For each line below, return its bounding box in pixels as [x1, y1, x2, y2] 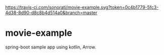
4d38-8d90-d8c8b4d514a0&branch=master [5, 10, 98, 16]
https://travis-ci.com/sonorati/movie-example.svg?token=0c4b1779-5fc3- [5, 5, 159, 10]
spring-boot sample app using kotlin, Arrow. [5, 44, 97, 50]
